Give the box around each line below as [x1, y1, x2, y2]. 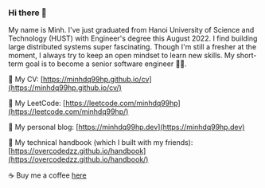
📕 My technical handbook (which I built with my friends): [8, 138, 193, 147]
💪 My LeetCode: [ [8, 99, 66, 108]
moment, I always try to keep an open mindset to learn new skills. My [8, 51, 235, 61]
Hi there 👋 [8, 7, 48, 18]
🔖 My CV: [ [8, 75, 44, 84]
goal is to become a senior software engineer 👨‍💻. [25, 59, 187, 69]
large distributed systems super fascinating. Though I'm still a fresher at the [8, 42, 257, 52]
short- [236, 51, 257, 61]
